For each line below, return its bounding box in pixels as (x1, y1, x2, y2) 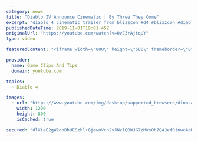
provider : (6, 57, 31, 63)
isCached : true (16, 116, 54, 122)
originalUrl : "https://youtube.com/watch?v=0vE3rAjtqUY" (6, 31, 149, 36)
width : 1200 (16, 106, 46, 111)
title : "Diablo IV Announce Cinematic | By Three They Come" (6, 14, 160, 20)
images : (6, 94, 25, 100)
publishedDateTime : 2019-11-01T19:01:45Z (6, 25, 110, 31)
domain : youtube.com (11, 68, 62, 74)
